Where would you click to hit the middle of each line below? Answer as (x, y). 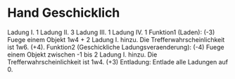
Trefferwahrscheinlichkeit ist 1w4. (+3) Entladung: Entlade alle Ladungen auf (118, 62)
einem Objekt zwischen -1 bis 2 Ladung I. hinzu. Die (82, 55)
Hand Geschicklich (64, 13)
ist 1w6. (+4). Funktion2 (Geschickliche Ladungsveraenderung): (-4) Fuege (116, 47)
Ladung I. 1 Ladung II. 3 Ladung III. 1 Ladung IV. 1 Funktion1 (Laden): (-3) (111, 32)
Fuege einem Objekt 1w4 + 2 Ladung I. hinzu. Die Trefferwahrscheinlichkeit (116, 39)
